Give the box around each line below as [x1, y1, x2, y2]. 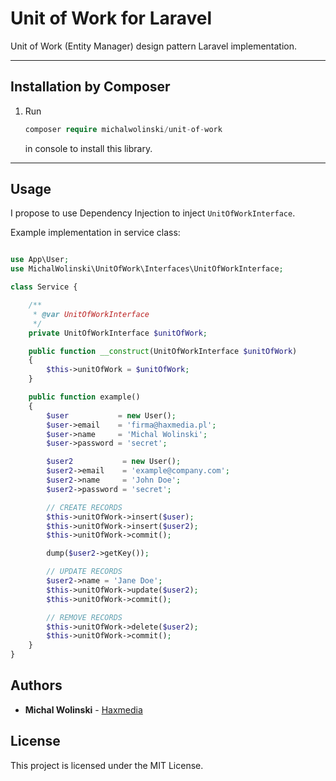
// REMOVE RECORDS [46, 612, 123, 622]
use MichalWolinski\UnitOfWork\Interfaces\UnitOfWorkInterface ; [10, 264, 284, 274]
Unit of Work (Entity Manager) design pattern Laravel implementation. [10, 40, 298, 52]
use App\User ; [10, 255, 70, 265]
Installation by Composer [10, 78, 171, 96]
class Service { [10, 282, 78, 292]
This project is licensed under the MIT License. [10, 759, 204, 771]
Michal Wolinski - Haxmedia [24, 703, 143, 716]
